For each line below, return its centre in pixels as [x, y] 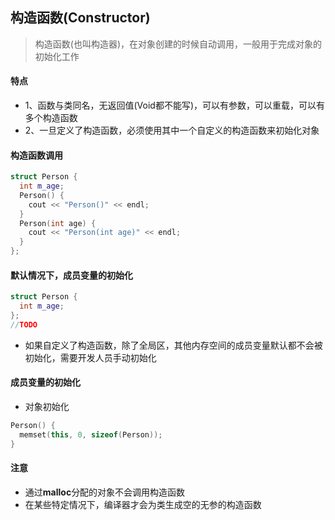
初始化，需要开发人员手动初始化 [90, 357]
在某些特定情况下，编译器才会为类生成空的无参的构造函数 [143, 504]
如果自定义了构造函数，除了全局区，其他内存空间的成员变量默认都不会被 [173, 345]
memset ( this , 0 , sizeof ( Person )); [91, 434]
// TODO [24, 324]
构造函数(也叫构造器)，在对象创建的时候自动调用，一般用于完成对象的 [178, 44]
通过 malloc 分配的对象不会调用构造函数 [105, 492]
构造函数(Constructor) [80, 18]
